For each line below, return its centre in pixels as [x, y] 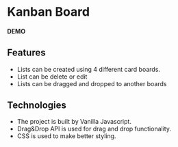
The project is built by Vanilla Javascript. [74, 122]
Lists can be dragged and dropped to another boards [92, 83]
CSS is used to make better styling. [66, 136]
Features [26, 53]
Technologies [37, 105]
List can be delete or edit [52, 77]
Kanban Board [49, 12]
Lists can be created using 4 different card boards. [89, 69]
